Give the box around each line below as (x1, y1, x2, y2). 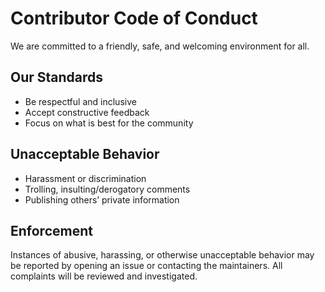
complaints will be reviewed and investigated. (10, 270, 198, 282)
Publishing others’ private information (24, 193, 180, 206)
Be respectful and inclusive (24, 95, 137, 107)
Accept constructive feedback (24, 106, 150, 118)
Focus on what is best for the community (24, 117, 194, 129)
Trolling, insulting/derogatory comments (24, 183, 191, 195)
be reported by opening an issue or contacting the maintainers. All (10, 260, 283, 272)
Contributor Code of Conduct (10, 7, 258, 30)
